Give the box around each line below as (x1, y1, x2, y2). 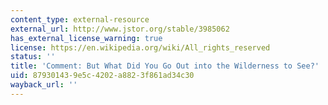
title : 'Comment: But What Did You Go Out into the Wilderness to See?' (10, 61, 320, 71)
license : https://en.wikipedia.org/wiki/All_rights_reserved (10, 42, 271, 53)
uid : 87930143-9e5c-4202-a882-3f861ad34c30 (10, 71, 195, 81)
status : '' (10, 52, 56, 62)
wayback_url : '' (10, 80, 78, 90)
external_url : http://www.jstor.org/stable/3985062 (10, 24, 230, 34)
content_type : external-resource (10, 14, 150, 25)
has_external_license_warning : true (10, 33, 163, 43)
